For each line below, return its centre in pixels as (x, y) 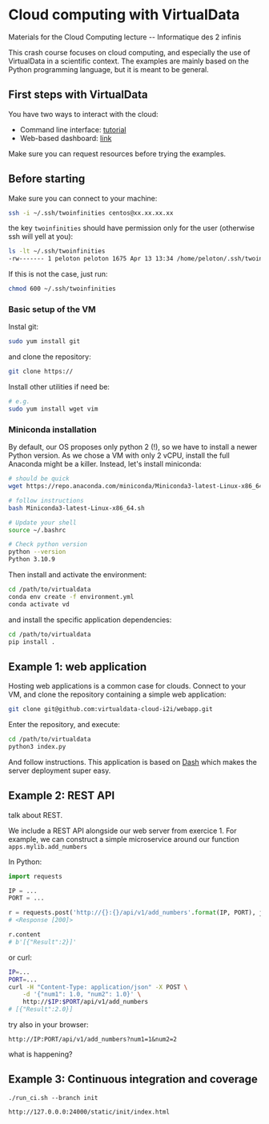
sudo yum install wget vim (53, 409)
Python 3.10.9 (32, 560)
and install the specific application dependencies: (90, 620)
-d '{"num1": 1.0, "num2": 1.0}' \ (82, 995)
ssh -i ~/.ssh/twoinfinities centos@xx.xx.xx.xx (91, 213)
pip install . (32, 642)
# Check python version (48, 544)
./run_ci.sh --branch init (53, 1098)
